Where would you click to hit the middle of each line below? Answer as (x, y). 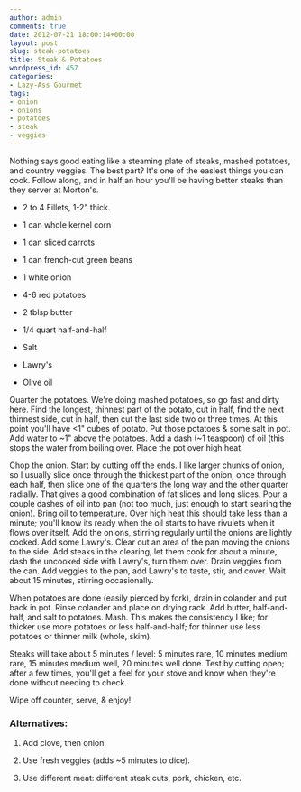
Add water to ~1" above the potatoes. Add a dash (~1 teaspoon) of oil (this (147, 438)
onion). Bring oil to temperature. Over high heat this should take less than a (149, 513)
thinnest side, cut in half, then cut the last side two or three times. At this (143, 419)
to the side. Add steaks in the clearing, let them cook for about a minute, (143, 551)
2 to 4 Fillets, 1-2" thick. (66, 207)
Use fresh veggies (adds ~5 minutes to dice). (106, 760)
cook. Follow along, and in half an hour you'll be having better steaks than (146, 180)
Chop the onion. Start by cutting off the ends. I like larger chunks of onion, (147, 465)
